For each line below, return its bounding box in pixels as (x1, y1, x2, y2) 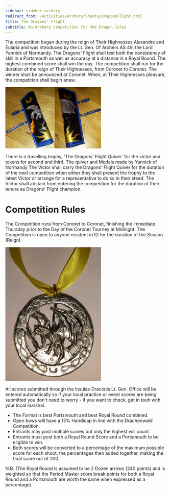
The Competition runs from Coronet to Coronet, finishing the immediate (5, 220, 156, 227)
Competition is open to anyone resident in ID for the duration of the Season (5, 231, 163, 237)
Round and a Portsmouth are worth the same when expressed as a (5, 476, 145, 482)
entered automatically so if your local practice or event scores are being (5, 391, 157, 398)
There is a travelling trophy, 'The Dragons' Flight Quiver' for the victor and (5, 153, 161, 159)
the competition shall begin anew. (5, 77, 76, 83)
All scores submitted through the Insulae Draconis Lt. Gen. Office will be (5, 386, 157, 392)
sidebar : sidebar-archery (5, 8, 60, 13)
